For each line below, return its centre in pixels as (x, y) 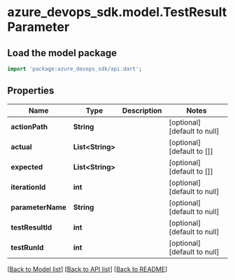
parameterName (38, 207)
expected (27, 167)
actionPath (29, 127)
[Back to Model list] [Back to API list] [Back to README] (87, 269)
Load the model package (62, 53)
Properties (31, 91)
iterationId (28, 187)
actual (22, 146)
